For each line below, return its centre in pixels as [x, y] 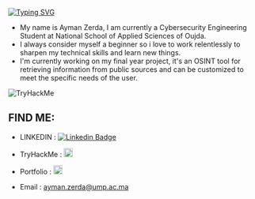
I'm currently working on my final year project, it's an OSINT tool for [130, 61]
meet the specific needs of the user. [79, 78]
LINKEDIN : [38, 137]
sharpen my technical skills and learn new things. [100, 53]
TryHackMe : [41, 154]
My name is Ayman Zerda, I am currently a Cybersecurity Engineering [133, 27]
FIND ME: [32, 118]
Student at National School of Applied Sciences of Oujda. [113, 36]
